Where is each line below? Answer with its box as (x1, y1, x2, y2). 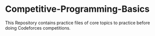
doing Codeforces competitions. (5, 25, 71, 31)
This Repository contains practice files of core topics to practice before (5, 20, 151, 26)
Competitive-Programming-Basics (5, 3, 150, 15)
